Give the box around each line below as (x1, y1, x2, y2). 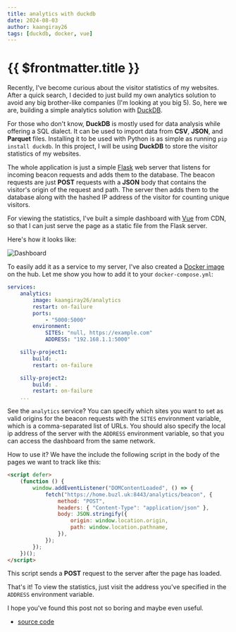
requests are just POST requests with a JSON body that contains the (7, 178, 206, 187)
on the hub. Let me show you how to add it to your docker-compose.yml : (7, 270, 213, 279)
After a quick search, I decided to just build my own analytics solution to (7, 91, 216, 99)
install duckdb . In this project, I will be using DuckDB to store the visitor (7, 142, 218, 151)
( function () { (20, 478, 65, 486)
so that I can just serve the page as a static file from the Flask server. (7, 222, 208, 230)
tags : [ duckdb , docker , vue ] (7, 30, 93, 37)
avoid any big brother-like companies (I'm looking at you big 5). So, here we (7, 99, 228, 107)
